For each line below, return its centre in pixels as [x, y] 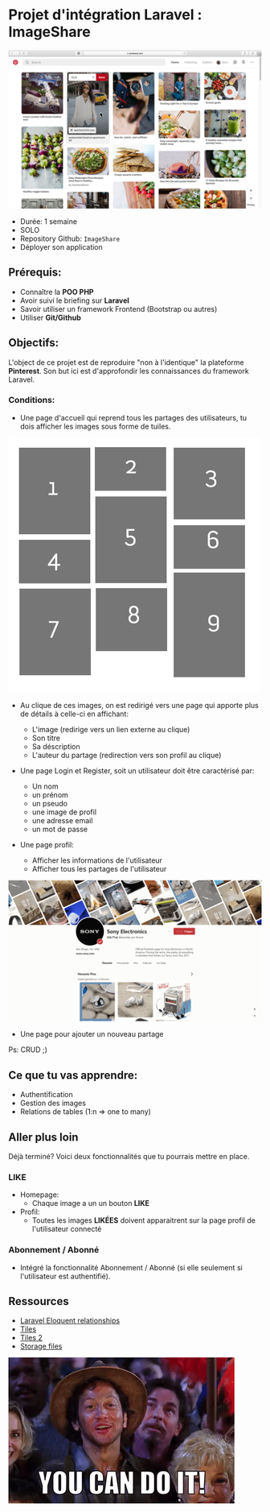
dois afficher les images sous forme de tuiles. [95, 426]
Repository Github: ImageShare [70, 238]
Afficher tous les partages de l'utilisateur [99, 868]
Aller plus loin [43, 1137]
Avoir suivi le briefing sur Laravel [75, 300]
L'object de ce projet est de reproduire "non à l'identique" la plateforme [126, 362]
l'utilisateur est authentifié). [65, 1276]
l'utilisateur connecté [67, 1229]
